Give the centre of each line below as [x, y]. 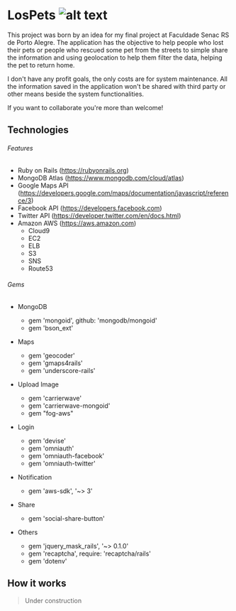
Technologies [38, 130]
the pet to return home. [41, 65]
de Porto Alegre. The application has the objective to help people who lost [116, 42]
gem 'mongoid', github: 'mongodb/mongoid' [92, 320]
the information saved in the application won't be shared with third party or [117, 86]
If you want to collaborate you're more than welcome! [85, 107]
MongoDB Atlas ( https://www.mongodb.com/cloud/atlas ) [101, 178]
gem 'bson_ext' [51, 328]
